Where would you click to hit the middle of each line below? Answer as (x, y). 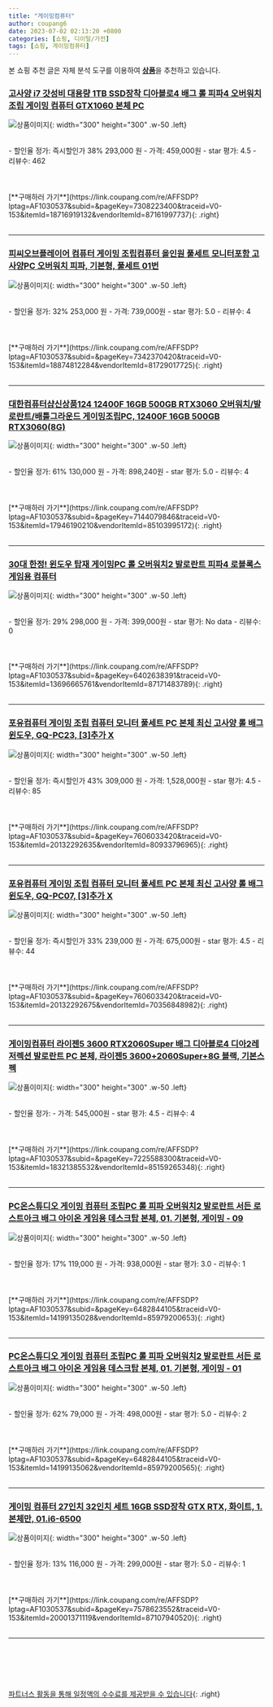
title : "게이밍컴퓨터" (42, 16)
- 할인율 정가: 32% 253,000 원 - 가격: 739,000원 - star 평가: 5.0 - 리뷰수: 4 (130, 311)
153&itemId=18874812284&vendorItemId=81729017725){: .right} (116, 365)
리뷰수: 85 (25, 791)
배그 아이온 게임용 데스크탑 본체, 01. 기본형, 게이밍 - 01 (141, 1369)
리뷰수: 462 (27, 161)
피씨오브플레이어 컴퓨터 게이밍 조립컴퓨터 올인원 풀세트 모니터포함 (129, 254)
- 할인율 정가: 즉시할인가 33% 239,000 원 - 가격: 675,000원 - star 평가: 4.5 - (132, 941)
